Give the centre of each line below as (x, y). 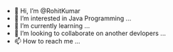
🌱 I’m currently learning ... (52, 26)
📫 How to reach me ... (47, 41)
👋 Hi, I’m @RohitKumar (47, 11)
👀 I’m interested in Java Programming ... (73, 18)
